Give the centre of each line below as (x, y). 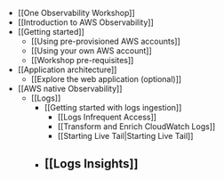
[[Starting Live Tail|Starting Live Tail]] (125, 136)
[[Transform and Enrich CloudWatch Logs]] (136, 127)
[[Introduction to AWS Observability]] (85, 22)
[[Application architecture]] (67, 70)
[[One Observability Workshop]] (76, 13)
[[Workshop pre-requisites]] (82, 60)
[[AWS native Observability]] (70, 89)
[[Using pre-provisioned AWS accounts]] (105, 41)
